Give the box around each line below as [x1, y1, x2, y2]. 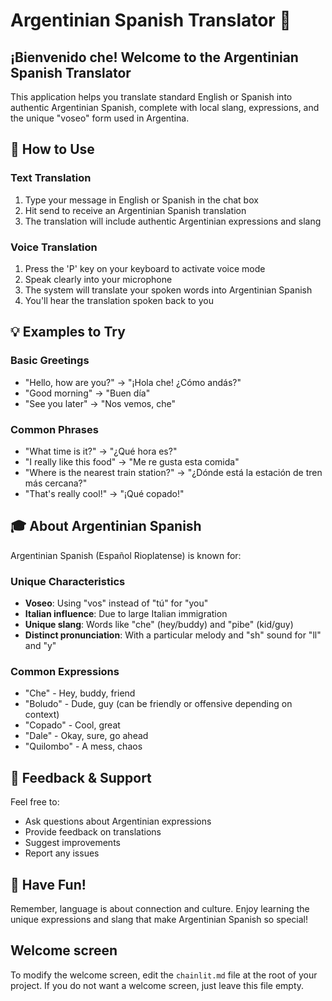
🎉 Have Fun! [10, 876, 87, 893]
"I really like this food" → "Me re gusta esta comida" [24, 455, 240, 468]
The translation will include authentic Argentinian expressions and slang [24, 215, 322, 227]
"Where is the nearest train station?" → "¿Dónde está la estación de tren [24, 466, 323, 478]
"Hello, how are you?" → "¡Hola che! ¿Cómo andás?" [24, 376, 242, 388]
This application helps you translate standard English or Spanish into [10, 91, 293, 103]
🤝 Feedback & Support [10, 769, 152, 786]
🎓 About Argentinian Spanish [10, 518, 202, 535]
